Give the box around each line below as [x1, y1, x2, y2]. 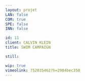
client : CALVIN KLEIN [5, 40, 51, 46]
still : [5, 54, 19, 59]
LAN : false [5, 12, 28, 17]
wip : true [5, 63, 26, 68]
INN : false [5, 26, 28, 31]
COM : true [5, 17, 26, 22]
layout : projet [5, 7, 37, 13]
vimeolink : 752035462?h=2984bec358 [5, 68, 80, 73]
